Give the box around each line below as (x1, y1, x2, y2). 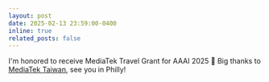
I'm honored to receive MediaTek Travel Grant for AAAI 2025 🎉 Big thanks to (8, 56, 262, 66)
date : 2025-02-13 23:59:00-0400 (8, 19, 117, 27)
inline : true (8, 27, 52, 35)
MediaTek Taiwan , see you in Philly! (8, 65, 126, 75)
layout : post (8, 11, 52, 20)
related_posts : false (8, 34, 81, 43)
